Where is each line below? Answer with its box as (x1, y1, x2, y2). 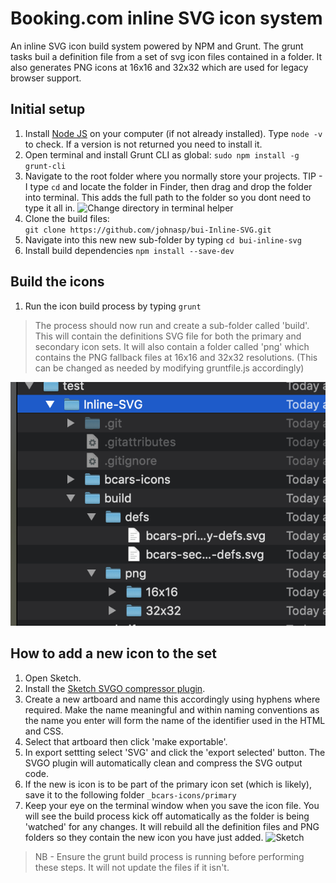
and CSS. (24, 725, 64, 737)
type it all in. (24, 202, 76, 214)
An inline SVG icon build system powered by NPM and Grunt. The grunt (10, 40, 304, 52)
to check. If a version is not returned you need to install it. (24, 138, 263, 150)
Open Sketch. (24, 672, 82, 684)
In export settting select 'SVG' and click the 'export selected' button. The (24, 746, 326, 758)
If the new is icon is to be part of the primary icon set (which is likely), (24, 778, 312, 790)
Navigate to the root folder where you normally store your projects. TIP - (24, 170, 323, 182)
